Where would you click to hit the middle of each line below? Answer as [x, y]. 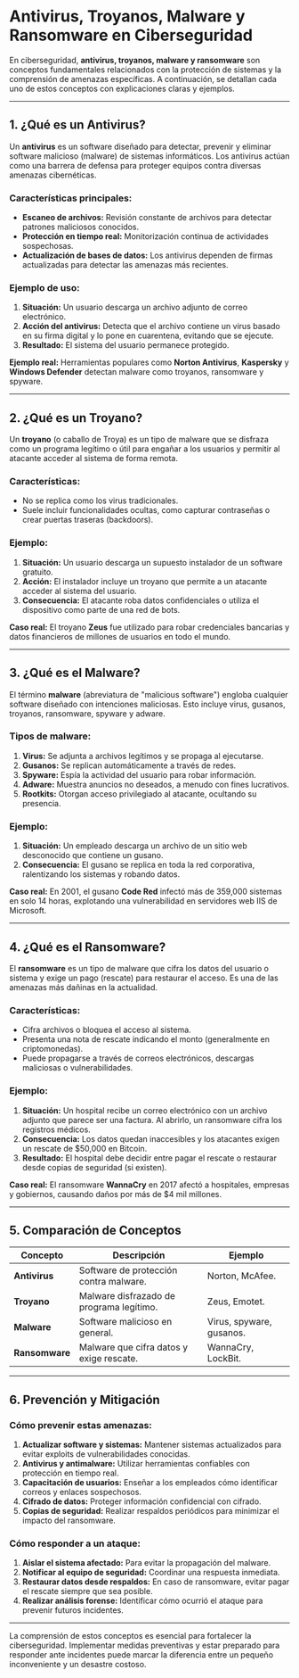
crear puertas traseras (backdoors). [88, 520]
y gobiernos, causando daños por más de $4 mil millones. [116, 1194]
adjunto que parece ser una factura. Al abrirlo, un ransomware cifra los [152, 1120]
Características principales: [71, 198]
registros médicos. [56, 1129]
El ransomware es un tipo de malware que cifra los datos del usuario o [139, 968]
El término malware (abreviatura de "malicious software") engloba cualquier [149, 694]
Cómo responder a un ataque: [75, 1543]
